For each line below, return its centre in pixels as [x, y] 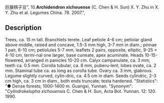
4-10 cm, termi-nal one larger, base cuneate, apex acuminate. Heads [74, 55]
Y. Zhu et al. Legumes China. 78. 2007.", [45, 13]
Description [23, 28]
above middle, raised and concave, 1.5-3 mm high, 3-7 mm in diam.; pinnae [81, 45]
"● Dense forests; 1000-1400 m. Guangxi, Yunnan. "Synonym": [69, 86]
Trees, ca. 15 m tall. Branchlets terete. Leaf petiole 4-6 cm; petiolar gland [79, 39]
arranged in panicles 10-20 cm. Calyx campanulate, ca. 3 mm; [88, 60]
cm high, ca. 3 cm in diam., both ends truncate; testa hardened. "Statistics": [82, 81]
